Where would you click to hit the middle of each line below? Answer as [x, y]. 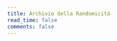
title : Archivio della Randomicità [59, 14]
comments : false [31, 26]
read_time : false [32, 20]
